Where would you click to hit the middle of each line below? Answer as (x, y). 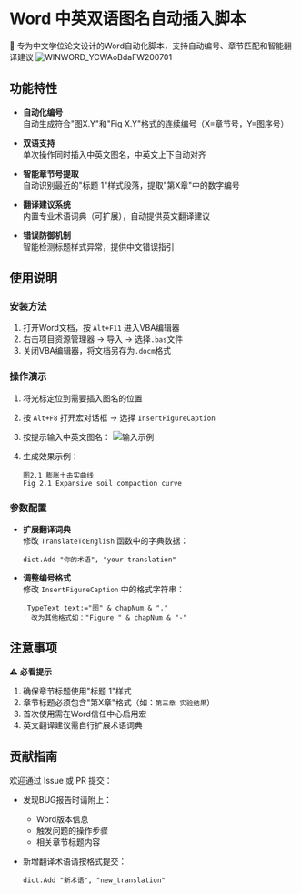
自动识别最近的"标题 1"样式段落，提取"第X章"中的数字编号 (131, 185)
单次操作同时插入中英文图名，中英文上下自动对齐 (114, 154)
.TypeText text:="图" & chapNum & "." (95, 608)
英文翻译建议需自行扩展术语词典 (82, 724)
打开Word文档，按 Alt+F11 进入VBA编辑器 (101, 328)
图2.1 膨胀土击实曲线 (58, 475)
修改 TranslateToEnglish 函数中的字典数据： (105, 541)
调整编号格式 (46, 578)
